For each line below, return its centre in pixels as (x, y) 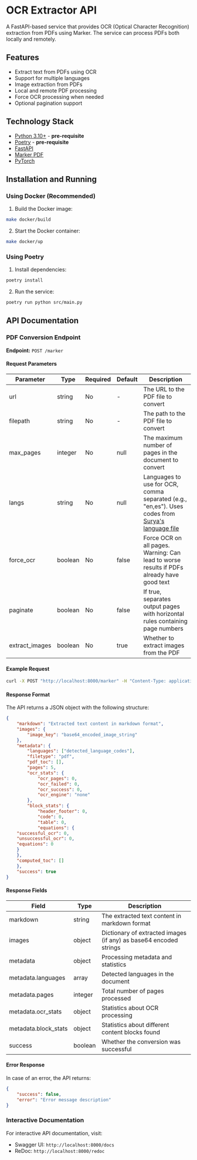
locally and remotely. (31, 39)
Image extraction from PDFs (48, 84)
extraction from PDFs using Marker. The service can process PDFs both (93, 32)
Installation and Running (52, 179)
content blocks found (131, 1032)
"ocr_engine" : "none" (64, 795)
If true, (152, 591)
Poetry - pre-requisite (42, 142)
